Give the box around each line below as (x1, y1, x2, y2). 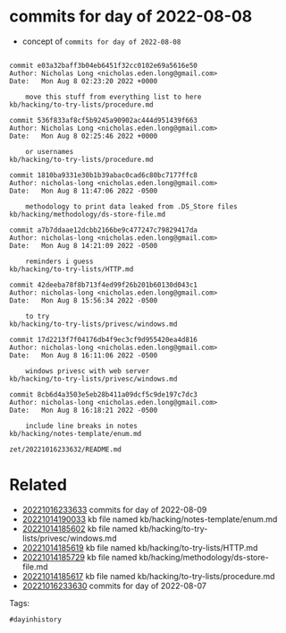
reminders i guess (25, 257, 94, 266)
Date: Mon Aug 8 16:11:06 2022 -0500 (9, 351, 158, 360)
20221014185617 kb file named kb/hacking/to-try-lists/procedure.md (21, 570, 275, 581)
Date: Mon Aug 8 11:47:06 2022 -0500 (9, 186, 158, 195)
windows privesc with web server (25, 366, 150, 375)
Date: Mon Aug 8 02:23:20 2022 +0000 (9, 76, 158, 86)
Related (9, 475, 67, 495)
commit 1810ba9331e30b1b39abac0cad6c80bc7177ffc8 (9, 170, 198, 180)
